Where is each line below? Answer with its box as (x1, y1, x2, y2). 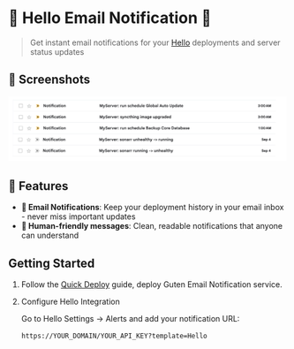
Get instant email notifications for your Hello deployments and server (29, 37, 281, 48)
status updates (29, 46, 85, 57)
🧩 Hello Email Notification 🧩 (8, 8, 212, 28)
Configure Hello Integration (20, 296, 120, 307)
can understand (20, 230, 79, 241)
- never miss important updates (20, 211, 136, 222)
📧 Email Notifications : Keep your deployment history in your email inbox (20, 202, 284, 213)
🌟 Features (8, 178, 69, 193)
